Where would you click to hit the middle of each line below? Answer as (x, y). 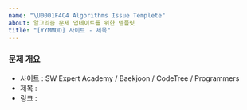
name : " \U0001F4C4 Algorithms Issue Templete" (87, 15)
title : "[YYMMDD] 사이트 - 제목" (60, 30)
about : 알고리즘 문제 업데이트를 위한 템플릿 (72, 23)
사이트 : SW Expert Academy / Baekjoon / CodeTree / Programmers (129, 78)
